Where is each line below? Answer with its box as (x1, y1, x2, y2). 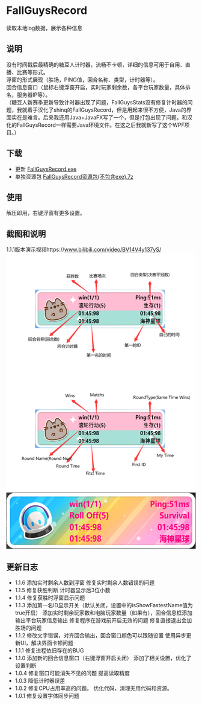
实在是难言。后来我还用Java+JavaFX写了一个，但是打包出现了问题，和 (11, 113, 188, 121)
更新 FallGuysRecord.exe (14, 165, 77, 173)
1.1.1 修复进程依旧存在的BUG (14, 647, 84, 654)
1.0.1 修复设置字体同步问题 (14, 692, 80, 700)
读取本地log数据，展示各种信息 (6, 24, 83, 31)
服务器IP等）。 (16, 91, 51, 98)
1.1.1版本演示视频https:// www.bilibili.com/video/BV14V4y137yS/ (6, 246, 162, 254)
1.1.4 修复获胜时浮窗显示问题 (14, 594, 85, 601)
